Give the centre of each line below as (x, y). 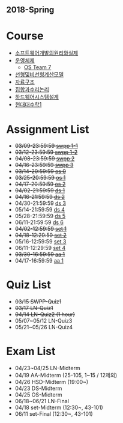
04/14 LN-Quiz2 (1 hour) (45, 314)
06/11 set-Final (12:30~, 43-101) (54, 414)
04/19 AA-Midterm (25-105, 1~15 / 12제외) (66, 376)
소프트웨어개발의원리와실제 (46, 53)
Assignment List (48, 129)
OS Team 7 (37, 67)
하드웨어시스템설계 (37, 97)
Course (25, 36)
